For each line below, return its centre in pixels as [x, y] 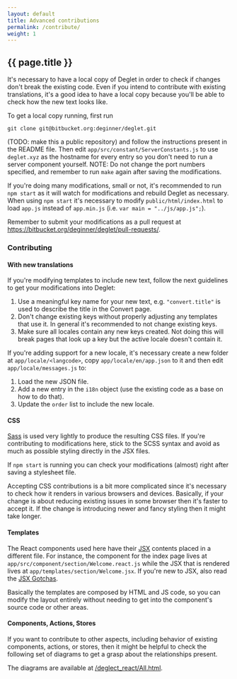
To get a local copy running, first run [60, 116]
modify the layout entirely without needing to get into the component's [110, 600]
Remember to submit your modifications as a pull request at [94, 222]
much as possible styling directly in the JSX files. [79, 451]
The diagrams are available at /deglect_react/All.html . [85, 668]
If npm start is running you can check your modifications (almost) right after [118, 465]
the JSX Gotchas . [33, 578]
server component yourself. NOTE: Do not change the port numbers [106, 164]
